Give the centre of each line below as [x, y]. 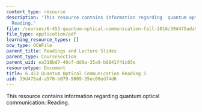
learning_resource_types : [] [43, 40]
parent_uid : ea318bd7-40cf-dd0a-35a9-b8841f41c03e [71, 62]
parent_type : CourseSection [41, 57]
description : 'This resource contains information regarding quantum [96, 17]
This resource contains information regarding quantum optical [83, 96]
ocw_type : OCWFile [29, 46]
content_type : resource [36, 12]
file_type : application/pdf [41, 34]
